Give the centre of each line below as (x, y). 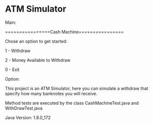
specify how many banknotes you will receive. (51, 93)
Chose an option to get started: (36, 41)
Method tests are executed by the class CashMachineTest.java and (72, 103)
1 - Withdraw (18, 51)
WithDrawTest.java (24, 108)
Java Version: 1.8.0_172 (28, 117)
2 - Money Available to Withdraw (38, 60)
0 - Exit (12, 70)
